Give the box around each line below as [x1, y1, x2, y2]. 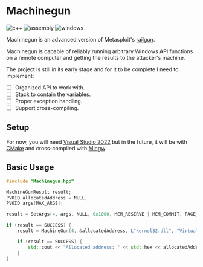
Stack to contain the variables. [14, 91, 91, 98]
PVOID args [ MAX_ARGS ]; [6, 201, 63, 207]
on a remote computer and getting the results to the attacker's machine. [6, 54, 185, 61]
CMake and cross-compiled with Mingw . [6, 145, 107, 152]
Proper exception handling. [14, 98, 83, 105]
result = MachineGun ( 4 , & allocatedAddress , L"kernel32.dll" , [17, 228, 174, 234]
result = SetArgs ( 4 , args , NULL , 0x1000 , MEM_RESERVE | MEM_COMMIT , [6, 211, 182, 217]
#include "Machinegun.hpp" [6, 178, 74, 184]
